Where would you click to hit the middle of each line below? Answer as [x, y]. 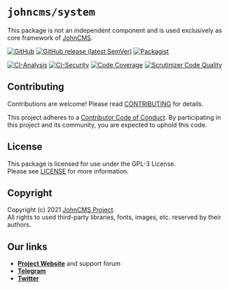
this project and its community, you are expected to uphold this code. [107, 125]
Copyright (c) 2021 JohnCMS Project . [61, 210]
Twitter [28, 279]
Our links [27, 247]
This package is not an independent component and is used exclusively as [115, 30]
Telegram [32, 271]
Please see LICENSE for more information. [68, 171]
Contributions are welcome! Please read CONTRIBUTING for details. [105, 104]
